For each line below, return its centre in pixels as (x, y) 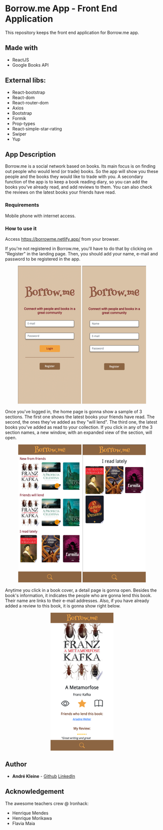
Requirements (22, 205)
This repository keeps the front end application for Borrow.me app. (72, 32)
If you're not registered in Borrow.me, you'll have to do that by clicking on (79, 249)
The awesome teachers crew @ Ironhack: (47, 803)
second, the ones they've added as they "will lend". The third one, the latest (81, 422)
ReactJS (20, 60)
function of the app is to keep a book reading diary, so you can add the (76, 182)
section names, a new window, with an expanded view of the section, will (79, 432)
